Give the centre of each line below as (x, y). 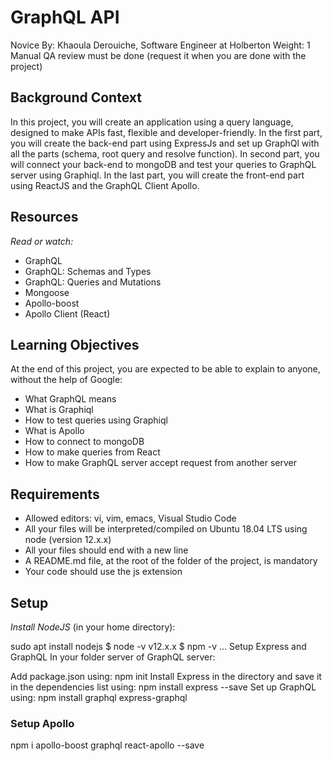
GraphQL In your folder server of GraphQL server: (113, 657)
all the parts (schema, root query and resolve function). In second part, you (165, 153)
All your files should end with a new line (106, 550)
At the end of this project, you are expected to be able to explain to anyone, (165, 369)
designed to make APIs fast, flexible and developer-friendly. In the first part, (166, 132)
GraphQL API (65, 17)
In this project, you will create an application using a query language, (152, 122)
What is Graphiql (59, 410)
